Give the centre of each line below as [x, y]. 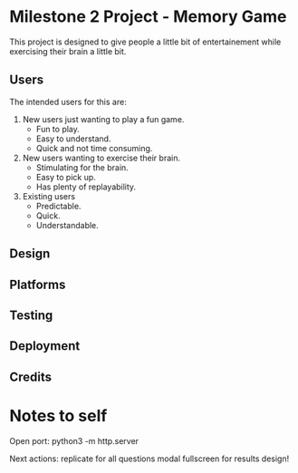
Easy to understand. [73, 139]
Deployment [45, 346]
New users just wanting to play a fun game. [103, 119]
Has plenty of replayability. [86, 187]
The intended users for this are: [68, 101]
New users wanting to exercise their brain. [101, 158]
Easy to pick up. [66, 177]
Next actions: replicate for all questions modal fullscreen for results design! [149, 459]
